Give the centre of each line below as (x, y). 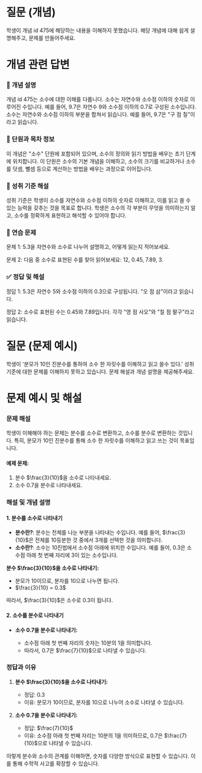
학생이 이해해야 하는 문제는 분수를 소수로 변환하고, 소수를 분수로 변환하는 (91, 433)
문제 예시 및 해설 (44, 398)
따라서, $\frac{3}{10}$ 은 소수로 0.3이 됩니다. (60, 600)
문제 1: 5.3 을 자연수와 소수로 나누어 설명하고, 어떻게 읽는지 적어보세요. (88, 247)
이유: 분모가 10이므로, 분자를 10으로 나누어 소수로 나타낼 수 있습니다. (104, 702)
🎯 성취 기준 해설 (28, 186)
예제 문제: (17, 463)
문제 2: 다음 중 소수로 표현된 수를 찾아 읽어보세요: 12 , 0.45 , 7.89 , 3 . (85, 260)
